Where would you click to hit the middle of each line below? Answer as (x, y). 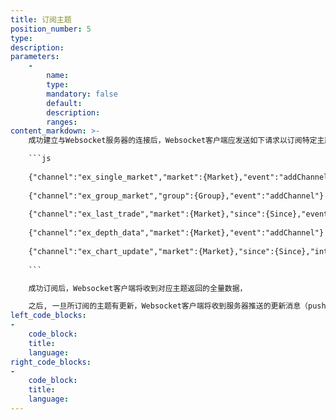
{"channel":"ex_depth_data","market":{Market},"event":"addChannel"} (176, 233)
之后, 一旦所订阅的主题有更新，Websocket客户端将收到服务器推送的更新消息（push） (179, 306)
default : (64, 103)
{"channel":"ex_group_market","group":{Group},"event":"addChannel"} (176, 196)
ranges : (62, 122)
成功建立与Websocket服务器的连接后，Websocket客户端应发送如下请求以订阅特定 (173, 141)
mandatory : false (82, 94)
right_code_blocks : (51, 362)
